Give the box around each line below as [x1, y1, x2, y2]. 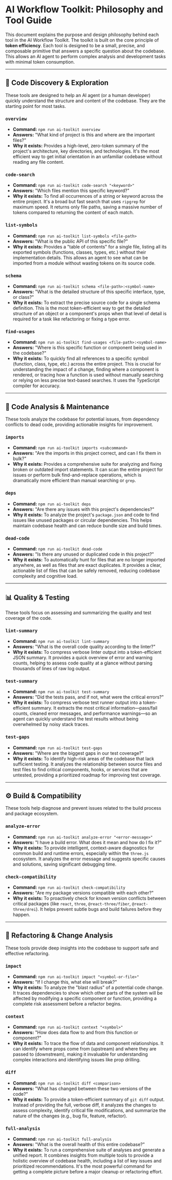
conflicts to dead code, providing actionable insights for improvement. [5, 422, 154, 428]
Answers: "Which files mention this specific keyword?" [12, 187, 130, 194]
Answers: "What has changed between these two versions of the [12, 1085, 152, 1092]
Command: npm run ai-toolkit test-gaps [12, 745, 103, 751]
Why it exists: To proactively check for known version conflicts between [12, 895, 166, 902]
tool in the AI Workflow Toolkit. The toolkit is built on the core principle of [5, 37, 159, 43]
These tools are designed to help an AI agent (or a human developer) [5, 92, 151, 98]
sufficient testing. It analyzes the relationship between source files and [12, 761, 162, 767]
